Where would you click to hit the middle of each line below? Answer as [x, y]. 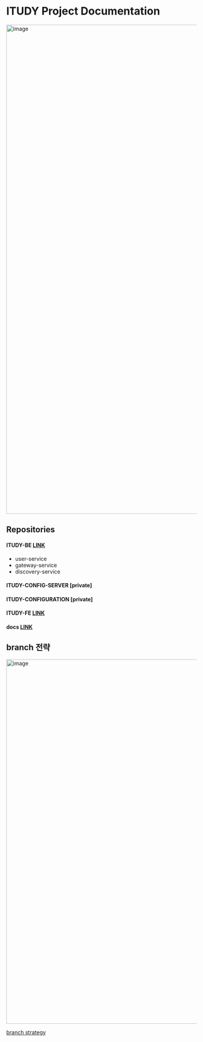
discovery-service [37, 572]
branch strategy [26, 1032]
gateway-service [36, 565]
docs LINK [20, 627]
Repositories [31, 529]
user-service [31, 558]
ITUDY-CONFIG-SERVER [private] [49, 586]
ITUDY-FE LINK [26, 613]
